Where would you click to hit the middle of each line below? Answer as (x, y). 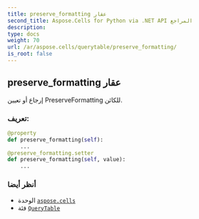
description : (27, 27)
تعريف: (19, 118)
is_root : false (30, 54)
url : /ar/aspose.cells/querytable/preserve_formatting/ (92, 47)
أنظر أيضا (22, 185)
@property (22, 133)
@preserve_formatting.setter (51, 153)
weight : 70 (24, 41)
